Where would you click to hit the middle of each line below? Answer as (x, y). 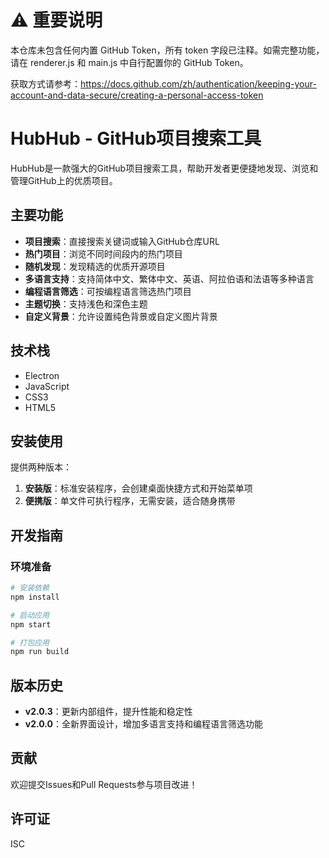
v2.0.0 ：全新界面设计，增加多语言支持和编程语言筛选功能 (144, 724)
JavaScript (47, 386)
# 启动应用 (30, 615)
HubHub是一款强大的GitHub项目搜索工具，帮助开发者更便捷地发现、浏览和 (164, 168)
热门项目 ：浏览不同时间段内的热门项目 (103, 253)
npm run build (40, 652)
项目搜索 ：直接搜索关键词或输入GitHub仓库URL (122, 241)
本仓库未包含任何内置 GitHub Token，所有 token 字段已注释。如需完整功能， (167, 50)
